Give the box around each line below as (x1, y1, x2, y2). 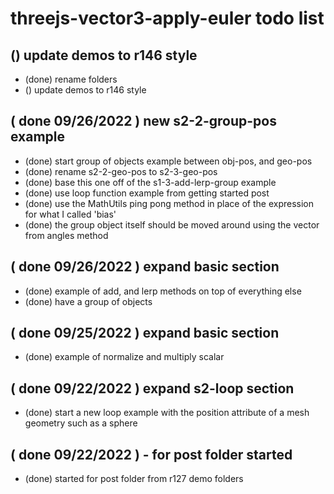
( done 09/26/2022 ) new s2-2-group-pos (10, 113, 277, 130)
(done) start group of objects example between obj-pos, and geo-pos (24, 155, 313, 167)
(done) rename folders (24, 73, 118, 85)
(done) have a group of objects (24, 295, 153, 307)
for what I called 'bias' (24, 208, 117, 220)
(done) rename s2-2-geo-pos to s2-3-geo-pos (24, 165, 218, 177)
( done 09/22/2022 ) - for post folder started (10, 446, 293, 463)
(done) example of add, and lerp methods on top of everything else (24, 285, 302, 297)
